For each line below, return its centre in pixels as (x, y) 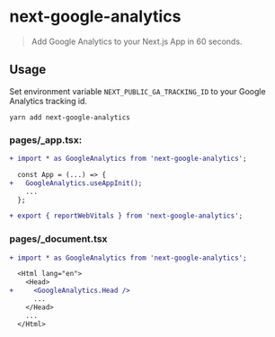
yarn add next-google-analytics (70, 117)
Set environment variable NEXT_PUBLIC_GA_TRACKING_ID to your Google (138, 91)
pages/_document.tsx (58, 239)
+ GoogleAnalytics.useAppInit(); (76, 183)
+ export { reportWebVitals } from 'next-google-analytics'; (126, 216)
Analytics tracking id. (49, 101)
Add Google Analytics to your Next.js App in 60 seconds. (137, 41)
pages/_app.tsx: (46, 139)
